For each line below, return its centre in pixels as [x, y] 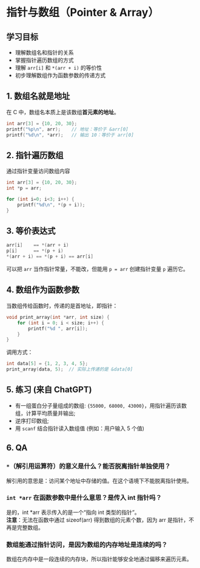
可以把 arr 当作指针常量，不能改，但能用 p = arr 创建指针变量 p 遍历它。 [98, 269]
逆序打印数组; [32, 420]
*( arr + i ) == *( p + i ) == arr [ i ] [50, 257]
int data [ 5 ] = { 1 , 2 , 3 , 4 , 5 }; [47, 364]
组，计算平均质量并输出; [45, 413]
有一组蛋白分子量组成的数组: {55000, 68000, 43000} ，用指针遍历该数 [101, 405]
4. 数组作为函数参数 [43, 290]
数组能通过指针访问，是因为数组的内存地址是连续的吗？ [87, 544]
